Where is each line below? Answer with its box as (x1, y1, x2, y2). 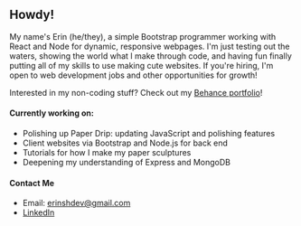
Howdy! (9, 7, 55, 23)
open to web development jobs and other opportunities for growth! (9, 70, 258, 80)
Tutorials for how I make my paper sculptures (22, 147, 192, 158)
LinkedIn (22, 207, 55, 218)
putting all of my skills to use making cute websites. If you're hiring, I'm (9, 60, 274, 71)
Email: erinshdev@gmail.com (22, 198, 131, 209)
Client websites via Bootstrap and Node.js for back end (22, 137, 229, 148)
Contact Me (9, 177, 55, 188)
